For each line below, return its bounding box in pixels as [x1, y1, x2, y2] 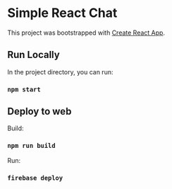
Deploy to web [7, 105, 72, 118]
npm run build [7, 142, 56, 150]
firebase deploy [7, 173, 63, 182]
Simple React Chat [7, 5, 118, 21]
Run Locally [7, 49, 60, 61]
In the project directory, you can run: [7, 67, 113, 76]
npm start [7, 85, 41, 93]
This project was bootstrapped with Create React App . [7, 28, 166, 37]
